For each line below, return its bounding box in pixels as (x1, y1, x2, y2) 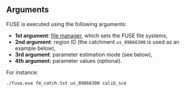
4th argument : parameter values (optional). (14, 57, 122, 64)
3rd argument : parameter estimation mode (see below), (14, 50, 153, 58)
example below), (14, 45, 56, 52)
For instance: (6, 68, 39, 76)
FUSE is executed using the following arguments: (6, 20, 127, 27)
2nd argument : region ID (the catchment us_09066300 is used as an (14, 38, 180, 45)
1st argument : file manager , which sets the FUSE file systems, (14, 32, 168, 39)
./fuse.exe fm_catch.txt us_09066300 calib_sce (6, 80, 127, 86)
